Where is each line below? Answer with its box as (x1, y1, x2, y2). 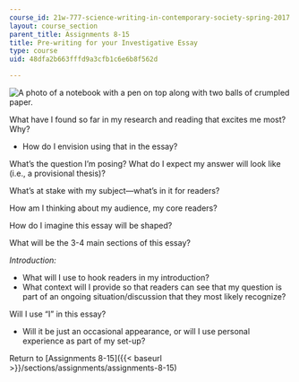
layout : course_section (9, 22, 98, 30)
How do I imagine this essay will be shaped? (9, 221, 173, 230)
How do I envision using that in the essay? (21, 141, 178, 152)
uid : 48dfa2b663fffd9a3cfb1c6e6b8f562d (9, 55, 158, 64)
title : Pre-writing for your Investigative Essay (9, 38, 199, 48)
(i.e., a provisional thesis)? (9, 168, 106, 178)
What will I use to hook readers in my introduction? (21, 273, 210, 282)
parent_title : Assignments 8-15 (9, 30, 130, 39)
